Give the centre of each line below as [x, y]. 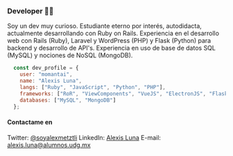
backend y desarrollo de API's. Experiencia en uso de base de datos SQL [112, 48]
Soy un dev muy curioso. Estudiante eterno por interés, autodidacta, [105, 26]
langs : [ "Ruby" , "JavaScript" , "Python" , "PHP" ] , [93, 87]
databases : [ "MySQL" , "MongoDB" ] [68, 100]
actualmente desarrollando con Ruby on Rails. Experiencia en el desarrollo [113, 33]
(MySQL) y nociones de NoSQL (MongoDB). [70, 55]
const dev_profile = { [46, 68]
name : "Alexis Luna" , [51, 81]
